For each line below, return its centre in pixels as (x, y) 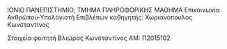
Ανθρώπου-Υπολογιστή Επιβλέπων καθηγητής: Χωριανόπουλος (100, 17)
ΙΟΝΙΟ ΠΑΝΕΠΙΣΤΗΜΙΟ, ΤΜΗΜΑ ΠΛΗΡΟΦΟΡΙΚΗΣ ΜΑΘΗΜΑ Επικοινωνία (114, 10)
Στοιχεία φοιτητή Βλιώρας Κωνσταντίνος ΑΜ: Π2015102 (89, 38)
